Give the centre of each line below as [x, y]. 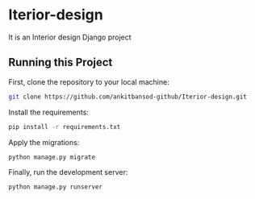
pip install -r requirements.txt [65, 126]
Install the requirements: [48, 112]
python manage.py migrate [52, 157]
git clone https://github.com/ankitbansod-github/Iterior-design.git [128, 97]
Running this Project [61, 62]
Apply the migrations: [44, 142]
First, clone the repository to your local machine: [89, 81]
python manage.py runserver [56, 187]
